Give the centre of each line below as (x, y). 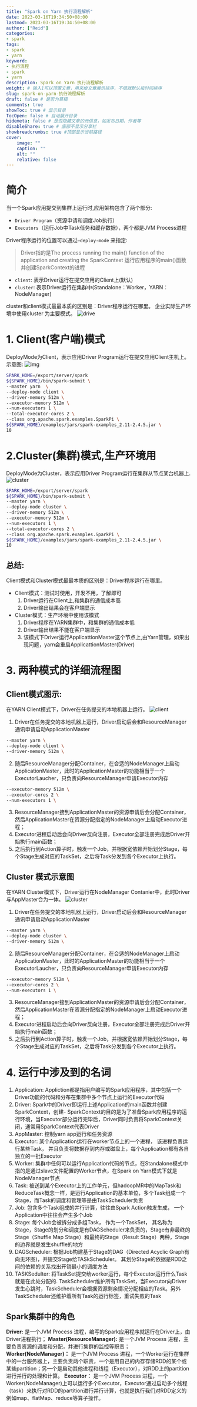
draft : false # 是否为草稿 (37, 99)
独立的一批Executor (39, 1156)
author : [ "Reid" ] (27, 28)
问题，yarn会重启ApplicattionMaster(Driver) (82, 645)
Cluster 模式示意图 (40, 876)
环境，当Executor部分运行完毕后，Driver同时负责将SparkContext (98, 1119)
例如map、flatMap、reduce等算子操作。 (55, 1398)
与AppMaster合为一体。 (35, 900)
